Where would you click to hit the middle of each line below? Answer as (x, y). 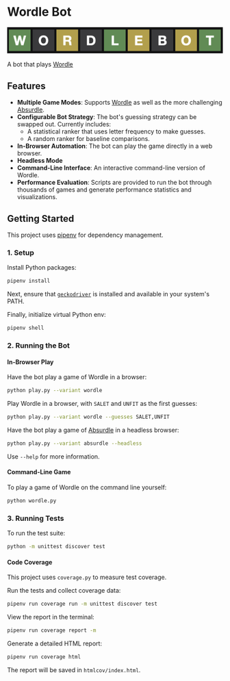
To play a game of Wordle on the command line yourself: (87, 487)
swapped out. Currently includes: (64, 125)
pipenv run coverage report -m (52, 630)
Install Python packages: (42, 268)
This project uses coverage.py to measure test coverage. (87, 577)
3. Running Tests (36, 518)
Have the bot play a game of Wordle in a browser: (77, 377)
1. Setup (21, 253)
